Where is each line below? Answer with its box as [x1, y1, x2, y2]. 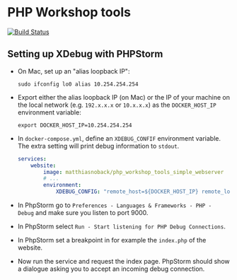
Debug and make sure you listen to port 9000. [17, 209, 149, 216]
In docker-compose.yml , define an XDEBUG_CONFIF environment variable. [17, 134, 221, 142]
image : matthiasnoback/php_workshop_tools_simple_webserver [43, 168, 224, 175]
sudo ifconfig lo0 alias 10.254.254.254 [17, 81, 139, 88]
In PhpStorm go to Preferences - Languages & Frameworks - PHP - [17, 201, 212, 209]
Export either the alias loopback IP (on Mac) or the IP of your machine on [17, 93, 230, 101]
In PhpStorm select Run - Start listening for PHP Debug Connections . [17, 222, 226, 231]
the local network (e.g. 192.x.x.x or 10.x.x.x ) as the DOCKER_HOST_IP [17, 100, 217, 109]
